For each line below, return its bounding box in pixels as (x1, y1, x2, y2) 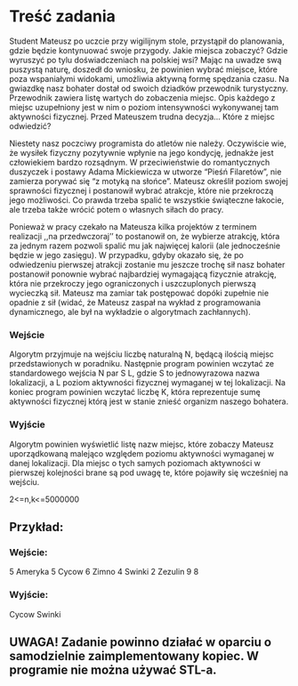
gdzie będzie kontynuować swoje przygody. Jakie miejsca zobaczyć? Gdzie (9, 44, 288, 55)
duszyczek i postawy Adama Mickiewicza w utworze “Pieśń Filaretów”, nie (9, 166, 282, 177)
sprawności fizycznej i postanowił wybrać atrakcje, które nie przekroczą (9, 185, 274, 196)
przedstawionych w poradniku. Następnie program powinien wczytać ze (9, 359, 274, 369)
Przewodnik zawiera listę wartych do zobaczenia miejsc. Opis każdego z (9, 92, 276, 103)
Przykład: (9, 519, 64, 535)
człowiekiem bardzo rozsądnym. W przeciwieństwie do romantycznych (9, 157, 270, 167)
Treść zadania (9, 6, 116, 27)
